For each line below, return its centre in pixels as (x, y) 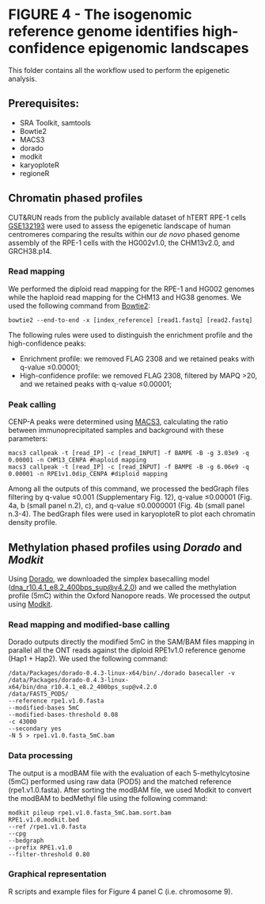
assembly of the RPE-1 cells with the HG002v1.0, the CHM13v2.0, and (121, 243)
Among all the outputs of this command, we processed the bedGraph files (129, 488)
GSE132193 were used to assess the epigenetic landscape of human (119, 226)
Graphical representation (57, 874)
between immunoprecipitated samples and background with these (116, 431)
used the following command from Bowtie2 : (79, 305)
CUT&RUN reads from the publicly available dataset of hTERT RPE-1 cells (127, 217)
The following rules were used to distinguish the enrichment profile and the (131, 335)
